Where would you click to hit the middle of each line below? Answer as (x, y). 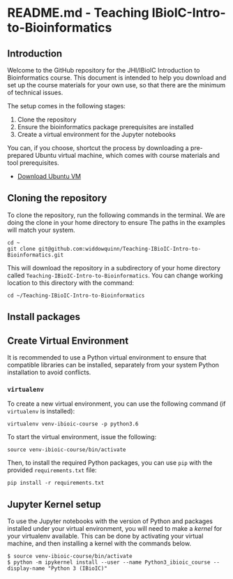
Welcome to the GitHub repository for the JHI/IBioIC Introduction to (104, 70)
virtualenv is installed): (41, 411)
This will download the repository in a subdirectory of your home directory (114, 267)
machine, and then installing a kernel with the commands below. (99, 543)
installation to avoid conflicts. (49, 372)
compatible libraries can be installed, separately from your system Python (113, 365)
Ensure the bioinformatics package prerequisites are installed (105, 127)
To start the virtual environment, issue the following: (82, 437)
